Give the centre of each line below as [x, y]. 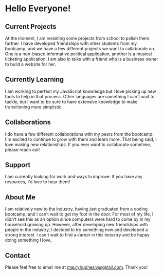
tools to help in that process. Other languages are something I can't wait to [80, 96]
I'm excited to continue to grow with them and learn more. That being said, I [81, 139]
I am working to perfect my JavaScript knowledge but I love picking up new [81, 91]
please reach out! [23, 149]
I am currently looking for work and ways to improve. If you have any [74, 177]
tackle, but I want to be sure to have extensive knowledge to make [71, 102]
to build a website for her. [31, 64]
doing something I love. [28, 240]
